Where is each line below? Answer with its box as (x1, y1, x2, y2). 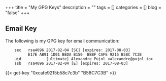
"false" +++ (5, 10, 30, 16)
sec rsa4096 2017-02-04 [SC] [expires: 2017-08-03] (14, 48, 130, 53)
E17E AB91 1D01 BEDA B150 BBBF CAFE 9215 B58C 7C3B (27, 52, 142, 57)
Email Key (5, 24, 37, 33)
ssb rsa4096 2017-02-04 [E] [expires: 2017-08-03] (14, 61, 128, 66)
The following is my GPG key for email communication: (5, 37, 120, 44)
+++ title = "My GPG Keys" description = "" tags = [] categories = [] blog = (5, 5, 161, 10)
